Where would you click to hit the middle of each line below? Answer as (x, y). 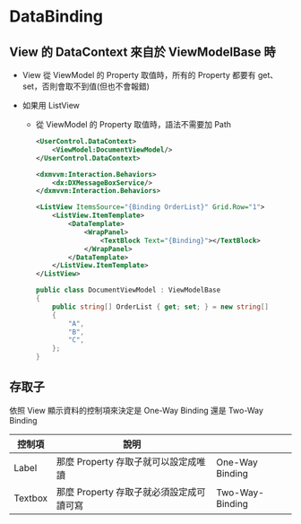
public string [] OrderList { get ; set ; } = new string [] (161, 307)
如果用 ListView (51, 105)
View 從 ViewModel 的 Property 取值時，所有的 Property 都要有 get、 (150, 75)
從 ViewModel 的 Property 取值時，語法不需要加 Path (133, 124)
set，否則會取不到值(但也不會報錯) (86, 86)
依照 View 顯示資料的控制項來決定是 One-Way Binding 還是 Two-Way (137, 410)
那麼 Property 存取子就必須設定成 (127, 492)
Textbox (31, 498)
